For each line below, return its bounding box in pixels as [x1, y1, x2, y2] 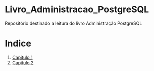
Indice [5, 38, 31, 49]
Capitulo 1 [12, 54, 33, 60]
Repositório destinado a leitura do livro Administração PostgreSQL [5, 20, 142, 26]
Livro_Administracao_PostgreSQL [5, 4, 149, 15]
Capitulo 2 [12, 59, 34, 66]
